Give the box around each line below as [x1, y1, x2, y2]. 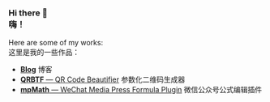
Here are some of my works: [8, 38, 104, 48]
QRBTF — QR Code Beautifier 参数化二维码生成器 [19, 74, 186, 84]
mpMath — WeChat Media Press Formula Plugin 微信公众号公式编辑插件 [19, 85, 263, 95]
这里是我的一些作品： [8, 48, 79, 57]
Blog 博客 [19, 65, 53, 74]
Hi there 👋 [8, 7, 49, 19]
